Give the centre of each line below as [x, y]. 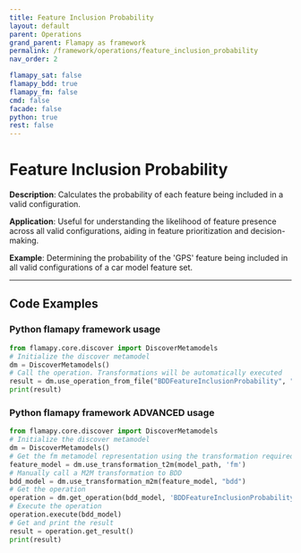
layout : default [39, 26]
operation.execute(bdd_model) [66, 515]
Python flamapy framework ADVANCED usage [112, 412]
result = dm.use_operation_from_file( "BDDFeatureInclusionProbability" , [148, 382]
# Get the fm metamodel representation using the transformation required [152, 456]
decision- [268, 231]
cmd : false [30, 100]
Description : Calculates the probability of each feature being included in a [146, 194]
